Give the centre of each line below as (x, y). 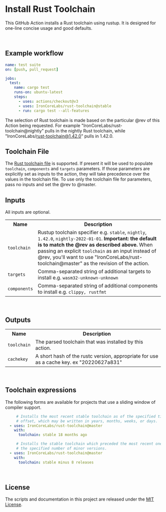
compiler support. (23, 407)
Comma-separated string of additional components (98, 286)
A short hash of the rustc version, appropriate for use (97, 356)
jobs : (11, 78)
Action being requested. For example (43, 126)
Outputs (18, 320)
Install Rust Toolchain (50, 9)
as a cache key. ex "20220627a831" (79, 362)
